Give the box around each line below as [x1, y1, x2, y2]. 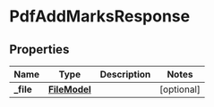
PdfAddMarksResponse [9, 6, 191, 27]
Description [99, 69, 151, 80]
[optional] [159, 83, 201, 95]
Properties [9, 42, 70, 57]
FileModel [47, 83, 91, 95]
